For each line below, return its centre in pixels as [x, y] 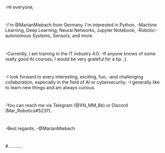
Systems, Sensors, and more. [63, 36]
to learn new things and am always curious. [50, 87]
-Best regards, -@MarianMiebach [40, 129]
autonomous [18, 36]
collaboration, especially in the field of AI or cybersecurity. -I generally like [82, 82]
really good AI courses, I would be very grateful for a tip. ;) [66, 59]
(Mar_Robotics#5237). [29, 110]
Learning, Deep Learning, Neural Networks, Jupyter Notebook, [71, 30]
